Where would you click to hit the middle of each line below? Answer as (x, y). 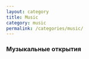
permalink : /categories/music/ (45, 28)
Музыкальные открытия (44, 49)
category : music (26, 23)
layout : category (28, 12)
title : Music (22, 17)
